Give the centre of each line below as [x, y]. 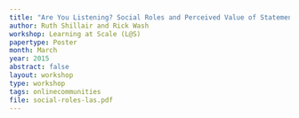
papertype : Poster [43, 42]
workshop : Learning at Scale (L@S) [75, 34]
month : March [33, 51]
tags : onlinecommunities [55, 91]
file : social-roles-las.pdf [61, 100]
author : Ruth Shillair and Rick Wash [79, 26]
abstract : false [39, 67]
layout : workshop [41, 75]
